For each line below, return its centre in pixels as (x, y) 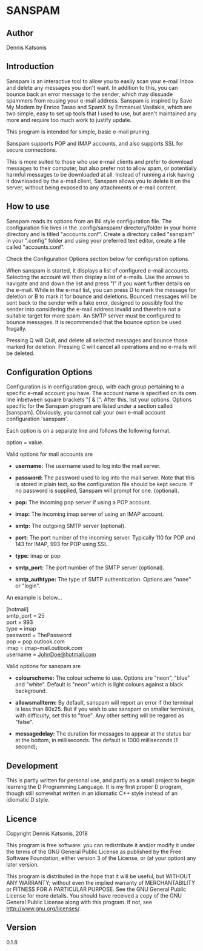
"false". (24, 722)
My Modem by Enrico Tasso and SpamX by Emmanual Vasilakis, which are (99, 107)
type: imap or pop (38, 556)
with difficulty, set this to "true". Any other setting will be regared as (99, 716)
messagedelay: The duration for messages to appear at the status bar (103, 734)
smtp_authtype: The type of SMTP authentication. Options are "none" (103, 580)
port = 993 (20, 622)
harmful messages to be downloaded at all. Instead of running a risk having (100, 174)
